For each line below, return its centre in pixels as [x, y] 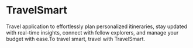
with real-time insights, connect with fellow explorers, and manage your [92, 32]
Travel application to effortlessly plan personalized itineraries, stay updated [97, 26]
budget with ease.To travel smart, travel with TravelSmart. [75, 39]
